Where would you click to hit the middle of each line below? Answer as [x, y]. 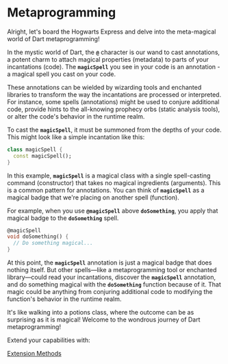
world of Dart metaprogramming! [53, 38]
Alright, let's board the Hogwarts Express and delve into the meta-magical [112, 32]
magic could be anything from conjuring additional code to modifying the [110, 292]
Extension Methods [34, 354]
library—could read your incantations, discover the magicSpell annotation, [111, 277]
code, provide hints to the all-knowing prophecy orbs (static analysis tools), [114, 109]
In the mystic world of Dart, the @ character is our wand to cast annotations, [114, 52]
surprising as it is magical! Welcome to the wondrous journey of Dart [104, 319]
